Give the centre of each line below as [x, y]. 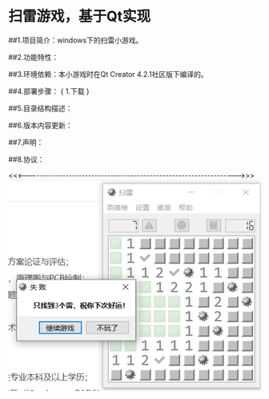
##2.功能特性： [34, 57]
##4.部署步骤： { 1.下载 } [49, 91]
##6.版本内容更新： [40, 125]
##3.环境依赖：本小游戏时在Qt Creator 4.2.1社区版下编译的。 [108, 74]
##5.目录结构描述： [40, 108]
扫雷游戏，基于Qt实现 [80, 16]
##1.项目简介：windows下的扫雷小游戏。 [76, 40]
